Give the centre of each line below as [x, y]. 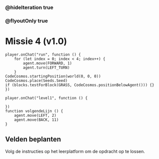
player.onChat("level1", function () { [46, 98]
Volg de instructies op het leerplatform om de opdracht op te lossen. [75, 151]
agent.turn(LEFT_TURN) [46, 68]
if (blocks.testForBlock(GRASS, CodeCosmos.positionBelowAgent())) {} [80, 85]
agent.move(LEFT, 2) [35, 115]
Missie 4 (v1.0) [36, 41]
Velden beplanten [33, 139]
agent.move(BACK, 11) [36, 120]
